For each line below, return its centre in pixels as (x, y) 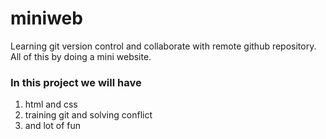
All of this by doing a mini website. (81, 56)
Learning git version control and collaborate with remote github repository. (163, 46)
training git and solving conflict (88, 115)
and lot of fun (52, 126)
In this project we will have (76, 82)
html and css (51, 104)
